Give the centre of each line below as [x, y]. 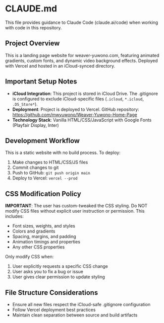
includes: [14, 216]
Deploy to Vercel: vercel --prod [45, 178]
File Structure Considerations [52, 292]
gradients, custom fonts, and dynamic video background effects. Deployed [82, 61]
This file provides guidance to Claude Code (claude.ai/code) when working [82, 22]
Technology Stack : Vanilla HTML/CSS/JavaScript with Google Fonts [82, 120]
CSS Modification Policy [43, 194]
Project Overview [32, 43]
